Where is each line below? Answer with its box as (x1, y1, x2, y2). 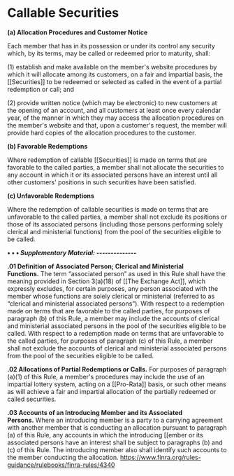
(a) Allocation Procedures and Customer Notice (7, 28, 148, 36)
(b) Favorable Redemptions (7, 142, 88, 150)
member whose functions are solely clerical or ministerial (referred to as (7, 292, 215, 300)
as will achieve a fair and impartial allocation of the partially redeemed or (7, 387, 217, 395)
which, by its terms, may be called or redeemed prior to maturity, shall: (7, 49, 211, 57)
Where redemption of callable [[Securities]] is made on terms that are (7, 156, 207, 164)
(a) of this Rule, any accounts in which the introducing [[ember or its (7, 430, 204, 439)
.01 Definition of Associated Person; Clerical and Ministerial (7, 261, 184, 271)
